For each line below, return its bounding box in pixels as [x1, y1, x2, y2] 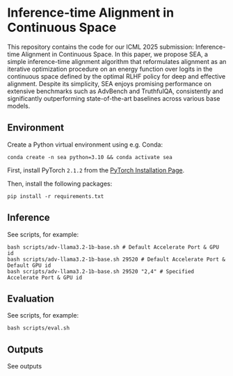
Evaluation [7, 293, 54, 304]
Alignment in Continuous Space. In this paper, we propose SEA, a [21, 50, 209, 58]
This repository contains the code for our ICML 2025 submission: [7, 42, 194, 51]
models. [7, 101, 31, 110]
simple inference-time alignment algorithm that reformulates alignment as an [7, 57, 227, 65]
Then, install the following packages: [7, 179, 113, 188]
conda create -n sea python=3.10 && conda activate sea [7, 154, 172, 161]
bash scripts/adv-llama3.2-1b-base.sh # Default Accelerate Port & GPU [7, 243, 219, 251]
